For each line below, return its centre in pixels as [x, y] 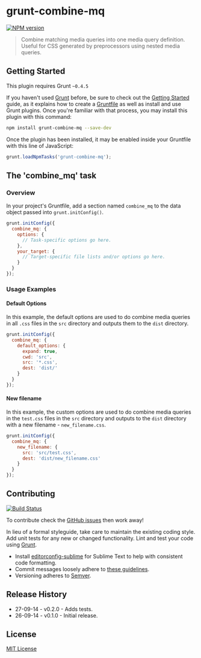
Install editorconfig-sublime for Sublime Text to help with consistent [99, 556]
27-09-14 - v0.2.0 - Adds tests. [54, 609]
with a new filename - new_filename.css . [56, 425]
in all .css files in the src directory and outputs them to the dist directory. [97, 323]
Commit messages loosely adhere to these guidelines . [82, 569]
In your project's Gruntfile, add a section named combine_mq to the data [94, 206]
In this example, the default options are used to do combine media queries [98, 317]
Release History [37, 594]
